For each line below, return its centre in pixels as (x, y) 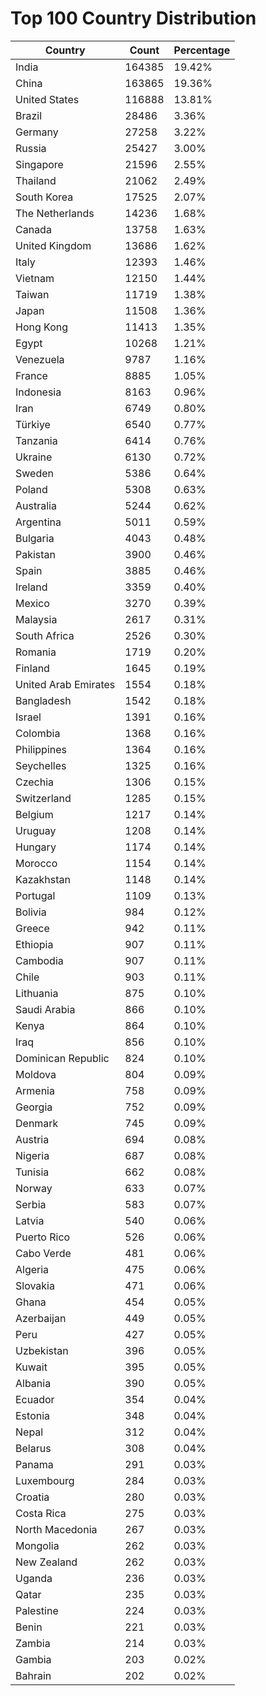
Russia (31, 148)
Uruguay (36, 830)
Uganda (34, 1578)
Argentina (38, 522)
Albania (33, 1383)
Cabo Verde (43, 1253)
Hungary (36, 847)
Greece (32, 928)
